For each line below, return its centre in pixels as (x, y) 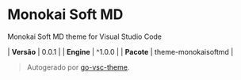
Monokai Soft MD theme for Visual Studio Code (85, 36)
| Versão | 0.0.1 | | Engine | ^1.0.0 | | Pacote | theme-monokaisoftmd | (120, 51)
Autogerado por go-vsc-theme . (78, 67)
